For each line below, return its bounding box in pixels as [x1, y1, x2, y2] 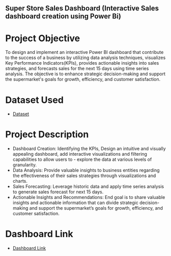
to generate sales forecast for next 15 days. [12, 189, 104, 195]
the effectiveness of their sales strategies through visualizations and [12, 173, 156, 179]
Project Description [5, 129, 89, 140]
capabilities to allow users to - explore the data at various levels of [12, 156, 152, 162]
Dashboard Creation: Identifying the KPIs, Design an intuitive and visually [12, 146, 166, 152]
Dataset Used [5, 94, 64, 106]
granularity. [12, 162, 37, 168]
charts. [12, 178, 28, 184]
